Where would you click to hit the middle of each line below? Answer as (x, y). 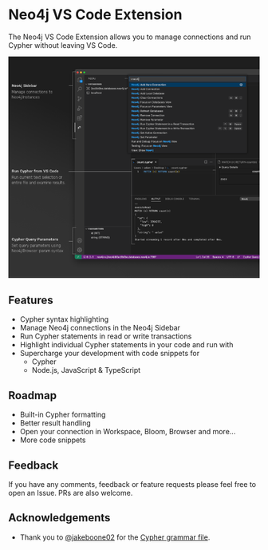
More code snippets (53, 440)
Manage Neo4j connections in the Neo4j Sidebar (100, 328)
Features (31, 300)
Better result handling (55, 423)
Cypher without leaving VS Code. (63, 45)
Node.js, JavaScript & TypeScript (86, 370)
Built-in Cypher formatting (63, 415)
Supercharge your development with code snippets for (110, 354)
